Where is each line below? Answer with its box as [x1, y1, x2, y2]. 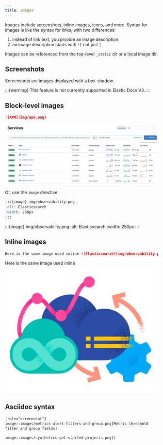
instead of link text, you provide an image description [12, 36, 119, 42]
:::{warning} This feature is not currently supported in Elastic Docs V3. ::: [5, 88, 150, 93]
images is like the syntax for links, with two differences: [5, 27, 116, 33]
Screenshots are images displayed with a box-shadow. [5, 78, 114, 84]
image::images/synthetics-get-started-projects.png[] [5, 435, 116, 440]
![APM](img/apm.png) [5, 115, 47, 120]
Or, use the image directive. [5, 190, 59, 196]
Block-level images [5, 101, 64, 109]
